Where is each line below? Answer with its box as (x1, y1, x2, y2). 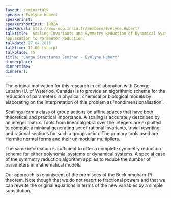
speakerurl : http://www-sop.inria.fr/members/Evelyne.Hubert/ (5, 26, 140, 31)
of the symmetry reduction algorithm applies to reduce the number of (5, 156, 151, 162)
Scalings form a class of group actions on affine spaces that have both (5, 109, 154, 115)
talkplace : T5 (5, 50, 36, 55)
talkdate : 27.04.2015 (5, 41, 51, 46)
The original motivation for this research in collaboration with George (5, 83, 150, 89)
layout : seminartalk (5, 7, 49, 13)
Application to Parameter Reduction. (5, 36, 85, 41)
